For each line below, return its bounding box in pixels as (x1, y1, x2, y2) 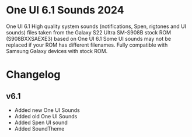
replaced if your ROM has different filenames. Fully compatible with (6, 41, 168, 48)
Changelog (6, 68, 61, 82)
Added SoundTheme (14, 125, 65, 132)
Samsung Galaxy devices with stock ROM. (6, 47, 108, 54)
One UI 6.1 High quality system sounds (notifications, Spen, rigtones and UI (6, 23, 187, 30)
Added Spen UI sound (14, 119, 68, 126)
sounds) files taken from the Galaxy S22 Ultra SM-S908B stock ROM (6, 29, 172, 36)
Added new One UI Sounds (14, 106, 80, 114)
